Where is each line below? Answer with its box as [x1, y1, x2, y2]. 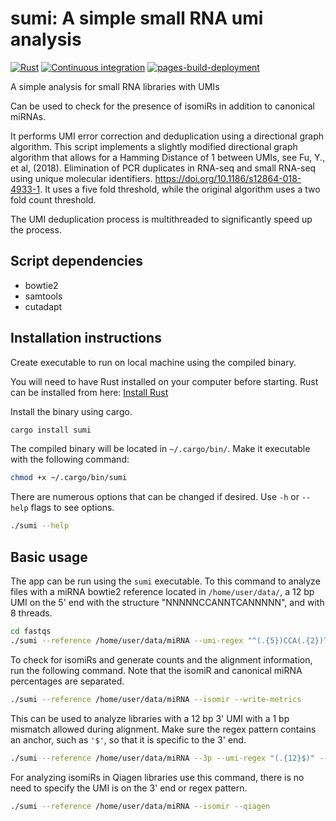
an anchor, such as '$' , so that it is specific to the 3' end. [10, 733, 247, 746]
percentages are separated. [10, 675, 125, 687]
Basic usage [10, 548, 88, 566]
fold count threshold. [10, 193, 97, 206]
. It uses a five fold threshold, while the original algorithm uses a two [39, 183, 321, 195]
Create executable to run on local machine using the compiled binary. [10, 356, 297, 368]
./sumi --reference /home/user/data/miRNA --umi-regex [10, 635, 244, 646]
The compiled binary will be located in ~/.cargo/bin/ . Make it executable [10, 443, 311, 455]
